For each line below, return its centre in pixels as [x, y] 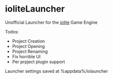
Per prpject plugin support [38, 62]
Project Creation [28, 41]
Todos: [12, 32]
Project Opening [28, 46]
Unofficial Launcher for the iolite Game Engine [51, 22]
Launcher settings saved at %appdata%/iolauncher [56, 71]
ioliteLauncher [35, 9]
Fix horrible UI [26, 56]
